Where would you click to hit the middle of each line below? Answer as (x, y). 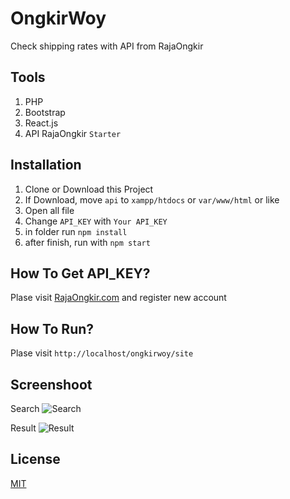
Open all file (49, 210)
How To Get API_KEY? (80, 273)
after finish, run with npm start (87, 242)
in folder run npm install (76, 231)
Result (23, 428)
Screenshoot (51, 384)
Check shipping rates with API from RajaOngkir (107, 46)
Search (25, 408)
